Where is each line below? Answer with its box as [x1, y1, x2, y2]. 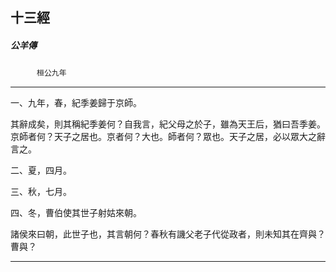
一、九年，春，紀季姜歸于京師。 [10, 97, 142, 109]
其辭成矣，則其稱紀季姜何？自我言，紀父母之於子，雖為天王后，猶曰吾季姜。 [10, 118, 326, 130]
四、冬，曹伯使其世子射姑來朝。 [10, 207, 142, 219]
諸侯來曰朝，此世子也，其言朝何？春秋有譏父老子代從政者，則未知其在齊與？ [10, 228, 326, 240]
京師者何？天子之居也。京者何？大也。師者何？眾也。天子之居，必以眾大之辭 [10, 131, 326, 143]
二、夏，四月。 [10, 164, 72, 177]
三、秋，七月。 [10, 186, 72, 198]
